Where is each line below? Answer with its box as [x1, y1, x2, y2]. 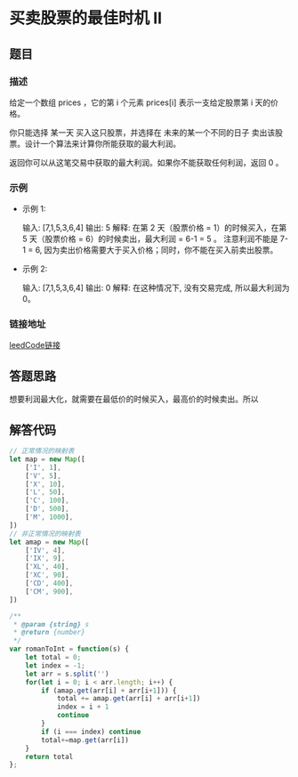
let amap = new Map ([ [9, 538, 90, 546]
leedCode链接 [9, 340, 60, 351]
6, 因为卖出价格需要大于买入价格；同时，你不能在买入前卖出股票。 [35, 245, 278, 255]
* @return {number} [12, 628, 86, 637]
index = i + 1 [56, 702, 109, 712]
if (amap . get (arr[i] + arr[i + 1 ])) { [41, 686, 177, 695]
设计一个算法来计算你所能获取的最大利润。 [24, 138, 181, 149]
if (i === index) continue [41, 727, 141, 736]
